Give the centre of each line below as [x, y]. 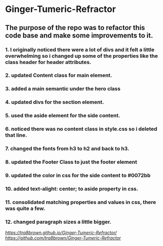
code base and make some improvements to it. [79, 35]
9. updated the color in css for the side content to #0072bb [78, 175]
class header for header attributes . [48, 62]
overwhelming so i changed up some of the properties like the [81, 56]
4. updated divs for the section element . [55, 102]
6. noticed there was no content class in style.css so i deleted [81, 129]
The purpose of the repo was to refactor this [75, 28]
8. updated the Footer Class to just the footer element [71, 162]
